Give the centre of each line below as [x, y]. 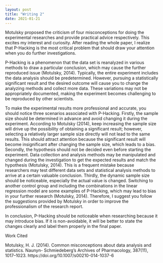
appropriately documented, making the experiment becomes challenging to [81, 94]
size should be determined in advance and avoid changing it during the [76, 119]
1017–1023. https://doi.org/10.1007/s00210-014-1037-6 [60, 256]
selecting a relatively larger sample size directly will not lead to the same [78, 134]
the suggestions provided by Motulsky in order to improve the [67, 201]
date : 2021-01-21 [23, 19]
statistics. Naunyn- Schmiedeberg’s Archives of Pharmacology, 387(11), [77, 250]
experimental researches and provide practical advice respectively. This [77, 38]
